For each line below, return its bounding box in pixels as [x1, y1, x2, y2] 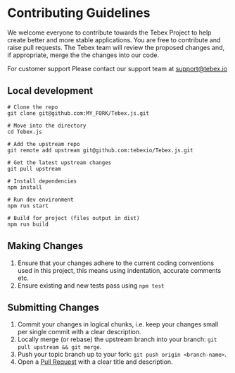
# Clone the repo [7, 104, 58, 111]
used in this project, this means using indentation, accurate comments [17, 266, 222, 274]
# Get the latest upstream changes [7, 159, 112, 166]
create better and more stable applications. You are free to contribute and [7, 35, 221, 44]
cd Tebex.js [7, 128, 42, 135]
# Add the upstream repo [7, 140, 80, 147]
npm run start [7, 202, 49, 209]
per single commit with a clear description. [17, 328, 142, 336]
